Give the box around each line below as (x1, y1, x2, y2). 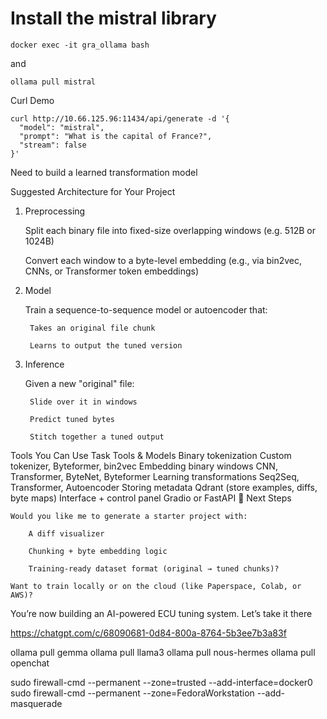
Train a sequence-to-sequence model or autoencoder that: (24, 303, 268, 316)
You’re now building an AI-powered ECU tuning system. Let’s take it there (10, 607, 313, 619)
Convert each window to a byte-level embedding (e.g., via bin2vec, (24, 254, 303, 266)
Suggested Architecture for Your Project (10, 185, 176, 197)
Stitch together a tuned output (29, 432, 165, 442)
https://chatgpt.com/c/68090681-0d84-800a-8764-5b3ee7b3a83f (10, 627, 287, 639)
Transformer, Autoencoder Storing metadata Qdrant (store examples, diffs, (10, 481, 318, 493)
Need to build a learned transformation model (10, 166, 198, 178)
